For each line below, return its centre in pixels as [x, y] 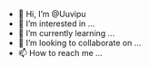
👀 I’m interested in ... [56, 24]
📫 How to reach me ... [60, 53]
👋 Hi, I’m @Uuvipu [52, 14]
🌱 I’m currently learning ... [66, 33]
